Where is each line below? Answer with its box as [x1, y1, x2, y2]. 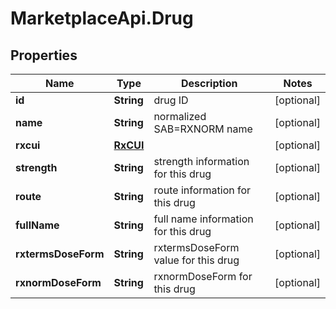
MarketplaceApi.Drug [10, 7, 194, 30]
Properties [10, 47, 78, 64]
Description [181, 77, 238, 90]
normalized [153, 110, 207, 123]
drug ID [153, 93, 189, 107]
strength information [153, 155, 250, 168]
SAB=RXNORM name [153, 122, 253, 136]
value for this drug [153, 253, 240, 267]
